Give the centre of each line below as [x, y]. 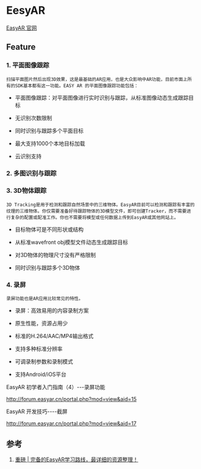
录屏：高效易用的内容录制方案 [52, 310]
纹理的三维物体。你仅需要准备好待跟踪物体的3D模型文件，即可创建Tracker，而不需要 [97, 211]
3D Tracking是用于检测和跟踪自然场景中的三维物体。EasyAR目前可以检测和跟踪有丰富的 [100, 205]
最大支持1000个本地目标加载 [50, 143]
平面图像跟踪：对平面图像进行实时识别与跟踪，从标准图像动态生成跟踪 [102, 97]
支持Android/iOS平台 [40, 374]
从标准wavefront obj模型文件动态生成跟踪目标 [71, 242]
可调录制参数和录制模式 [44, 362]
